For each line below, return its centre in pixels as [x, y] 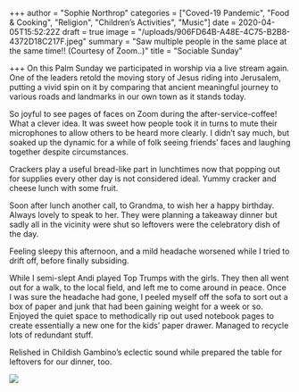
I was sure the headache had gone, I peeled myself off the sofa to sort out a [149, 297]
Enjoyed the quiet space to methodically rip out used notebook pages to [142, 316]
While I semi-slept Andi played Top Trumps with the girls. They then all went [149, 278]
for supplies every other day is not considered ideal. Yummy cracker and [143, 179]
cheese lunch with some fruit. [64, 188]
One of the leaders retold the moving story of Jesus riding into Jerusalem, [145, 78]
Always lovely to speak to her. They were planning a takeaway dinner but [144, 215]
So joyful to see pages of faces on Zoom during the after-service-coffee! [143, 114]
